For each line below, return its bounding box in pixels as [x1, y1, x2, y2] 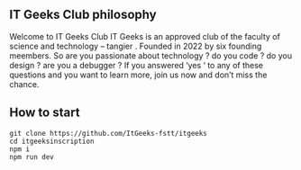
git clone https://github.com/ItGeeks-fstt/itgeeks [9, 129, 207, 138]
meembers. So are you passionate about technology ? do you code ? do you [9, 49, 293, 61]
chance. [9, 78, 40, 89]
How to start [9, 105, 80, 121]
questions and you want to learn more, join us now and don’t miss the [9, 69, 268, 80]
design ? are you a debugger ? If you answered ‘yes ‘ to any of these [9, 59, 264, 70]
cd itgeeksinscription [9, 137, 95, 146]
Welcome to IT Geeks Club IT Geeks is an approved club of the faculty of [9, 31, 281, 41]
